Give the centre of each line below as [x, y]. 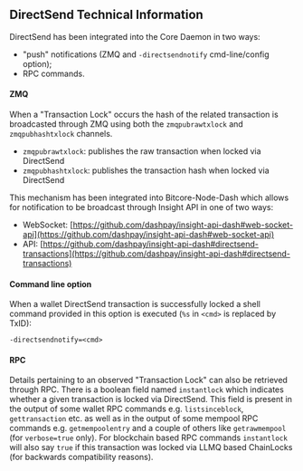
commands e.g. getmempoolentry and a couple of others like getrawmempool [148, 428]
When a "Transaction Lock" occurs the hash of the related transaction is [144, 115]
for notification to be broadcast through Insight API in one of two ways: [142, 207]
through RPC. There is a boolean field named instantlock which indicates [147, 389]
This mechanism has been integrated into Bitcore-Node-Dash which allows [149, 197]
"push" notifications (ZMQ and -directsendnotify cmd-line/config [146, 54]
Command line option [51, 284]
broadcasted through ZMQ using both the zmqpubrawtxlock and [127, 124]
